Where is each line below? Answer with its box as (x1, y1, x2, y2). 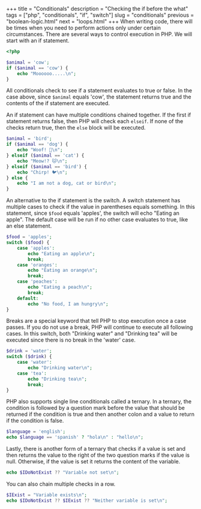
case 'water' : (17, 360, 52, 366)
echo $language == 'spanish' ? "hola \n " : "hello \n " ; (6, 435, 144, 441)
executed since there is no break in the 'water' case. (6, 336, 136, 344)
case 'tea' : (17, 370, 47, 376)
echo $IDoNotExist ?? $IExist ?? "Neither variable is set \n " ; (6, 498, 168, 504)
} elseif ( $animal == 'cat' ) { (6, 152, 85, 158)
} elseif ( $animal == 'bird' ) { (6, 163, 87, 170)
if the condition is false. (6, 417, 64, 424)
